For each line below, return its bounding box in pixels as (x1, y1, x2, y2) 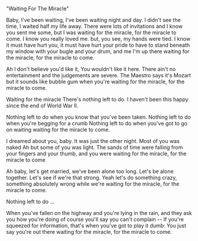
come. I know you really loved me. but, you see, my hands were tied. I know (6, 35, 191, 42)
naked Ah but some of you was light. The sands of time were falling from (6, 144, 183, 151)
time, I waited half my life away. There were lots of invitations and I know (6, 23, 183, 30)
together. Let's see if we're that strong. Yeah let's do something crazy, (6, 174, 177, 181)
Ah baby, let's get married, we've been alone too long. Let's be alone (6, 168, 174, 175)
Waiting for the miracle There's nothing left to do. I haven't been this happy (6, 96, 189, 103)
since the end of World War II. (6, 102, 79, 109)
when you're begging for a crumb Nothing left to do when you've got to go (6, 120, 188, 126)
